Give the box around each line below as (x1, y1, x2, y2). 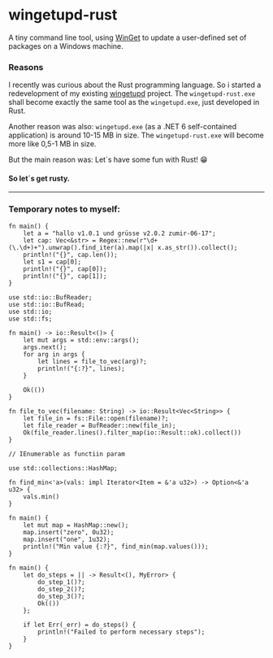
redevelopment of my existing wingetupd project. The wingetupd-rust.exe (8, 89, 256, 98)
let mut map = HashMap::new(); (23, 521, 129, 529)
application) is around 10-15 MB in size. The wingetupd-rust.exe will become (8, 130, 264, 140)
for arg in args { (23, 350, 85, 359)
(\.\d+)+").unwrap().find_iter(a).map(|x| (8, 243, 154, 251)
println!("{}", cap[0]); (23, 264, 107, 273)
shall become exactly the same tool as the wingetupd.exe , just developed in (8, 98, 260, 107)
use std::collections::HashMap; (8, 464, 118, 473)
